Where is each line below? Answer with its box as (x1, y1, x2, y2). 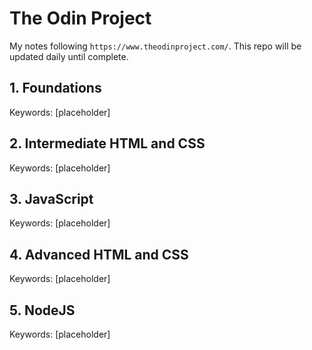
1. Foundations (9, 80, 102, 97)
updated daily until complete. (9, 50, 129, 62)
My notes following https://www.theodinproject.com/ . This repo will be (9, 40, 302, 52)
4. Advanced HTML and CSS (9, 246, 189, 263)
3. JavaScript (9, 190, 94, 207)
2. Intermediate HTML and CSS (9, 135, 206, 152)
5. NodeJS (9, 302, 76, 319)
